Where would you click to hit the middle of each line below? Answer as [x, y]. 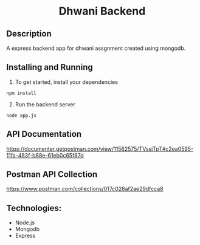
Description [29, 34]
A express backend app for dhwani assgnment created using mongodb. [96, 48]
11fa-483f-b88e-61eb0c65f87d [45, 155]
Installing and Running [50, 67]
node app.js [21, 116]
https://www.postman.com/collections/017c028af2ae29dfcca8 [85, 189]
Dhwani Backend [102, 11]
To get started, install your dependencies [67, 82]
